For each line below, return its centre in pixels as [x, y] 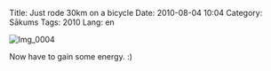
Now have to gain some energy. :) [71, 56]
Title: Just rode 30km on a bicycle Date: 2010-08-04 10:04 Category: [136, 13]
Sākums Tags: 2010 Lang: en [62, 22]
